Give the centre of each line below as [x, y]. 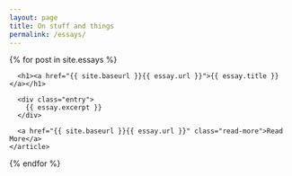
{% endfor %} [35, 163]
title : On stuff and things [62, 26]
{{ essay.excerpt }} [64, 108]
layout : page [34, 18]
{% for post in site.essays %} [63, 60]
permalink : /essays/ [48, 34]
